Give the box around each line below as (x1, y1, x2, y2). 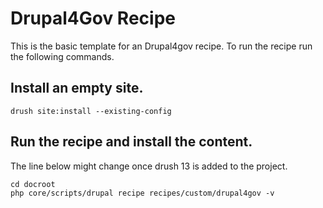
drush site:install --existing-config (10, 106, 172, 116)
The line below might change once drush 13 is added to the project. (10, 160, 288, 172)
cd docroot (10, 179, 56, 189)
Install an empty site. (10, 80, 144, 97)
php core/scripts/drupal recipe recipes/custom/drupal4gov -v (10, 188, 275, 198)
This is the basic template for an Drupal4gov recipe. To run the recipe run (10, 40, 313, 52)
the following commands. (10, 50, 115, 62)
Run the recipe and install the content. (10, 133, 253, 151)
